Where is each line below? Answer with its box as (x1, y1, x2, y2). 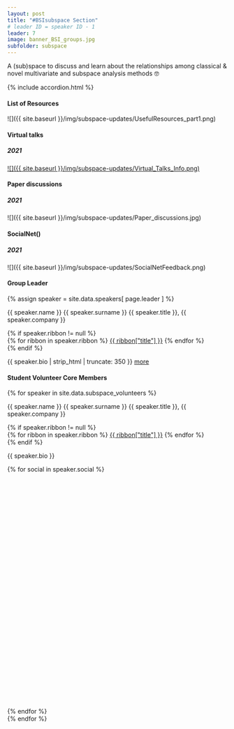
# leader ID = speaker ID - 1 (7, 23, 96, 30)
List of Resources (7, 99, 59, 107)
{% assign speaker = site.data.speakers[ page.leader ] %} (7, 294, 175, 303)
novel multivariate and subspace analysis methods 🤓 (7, 69, 159, 77)
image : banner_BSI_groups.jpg (7, 36, 96, 43)
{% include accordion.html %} (7, 83, 94, 91)
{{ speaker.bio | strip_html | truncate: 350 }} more (7, 357, 149, 366)
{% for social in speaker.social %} (7, 465, 105, 474)
